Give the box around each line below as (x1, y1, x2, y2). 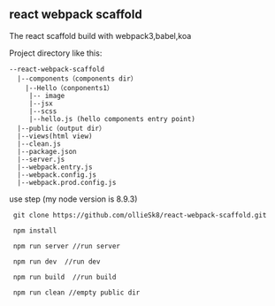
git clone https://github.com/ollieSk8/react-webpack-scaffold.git (12, 210, 267, 219)
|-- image (28, 91, 65, 100)
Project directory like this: (9, 48, 103, 58)
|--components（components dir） (17, 74, 138, 83)
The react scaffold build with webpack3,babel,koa (9, 30, 192, 41)
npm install (12, 226, 57, 235)
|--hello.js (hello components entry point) (28, 114, 196, 123)
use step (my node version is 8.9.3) (9, 194, 138, 204)
